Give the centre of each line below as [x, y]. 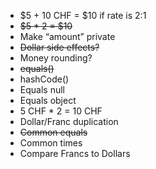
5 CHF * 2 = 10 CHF [61, 111]
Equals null [42, 89]
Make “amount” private [67, 36]
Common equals [53, 132]
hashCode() [44, 79]
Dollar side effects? [59, 47]
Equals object [48, 100]
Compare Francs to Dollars [75, 153]
